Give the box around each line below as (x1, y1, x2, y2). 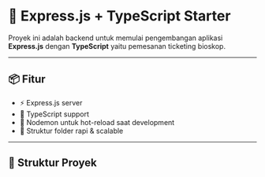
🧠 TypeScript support (19, 109, 89, 119)
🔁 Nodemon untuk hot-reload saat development (19, 117, 175, 127)
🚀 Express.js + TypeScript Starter (8, 7, 231, 25)
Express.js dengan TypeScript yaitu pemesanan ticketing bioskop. (8, 41, 226, 50)
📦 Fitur (8, 72, 46, 86)
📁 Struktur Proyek (8, 157, 97, 170)
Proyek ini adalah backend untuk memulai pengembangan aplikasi (8, 33, 223, 42)
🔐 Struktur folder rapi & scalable (19, 126, 124, 135)
